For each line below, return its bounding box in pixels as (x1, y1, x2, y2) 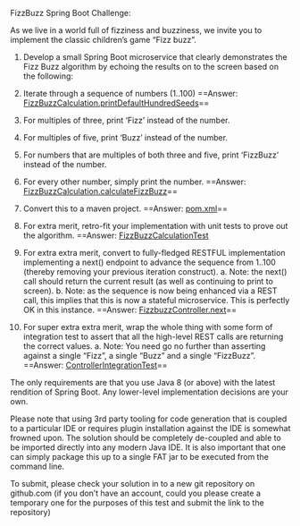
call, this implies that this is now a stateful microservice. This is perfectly (22, 295, 290, 305)
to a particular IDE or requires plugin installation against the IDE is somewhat (10, 423, 291, 433)
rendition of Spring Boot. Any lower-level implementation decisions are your (10, 386, 289, 397)
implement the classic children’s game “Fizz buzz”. (10, 35, 197, 45)
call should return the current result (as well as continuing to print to (22, 276, 273, 286)
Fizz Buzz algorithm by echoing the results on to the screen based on (22, 62, 279, 72)
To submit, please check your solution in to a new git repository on (10, 479, 255, 488)
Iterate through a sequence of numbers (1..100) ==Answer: (22, 89, 238, 98)
